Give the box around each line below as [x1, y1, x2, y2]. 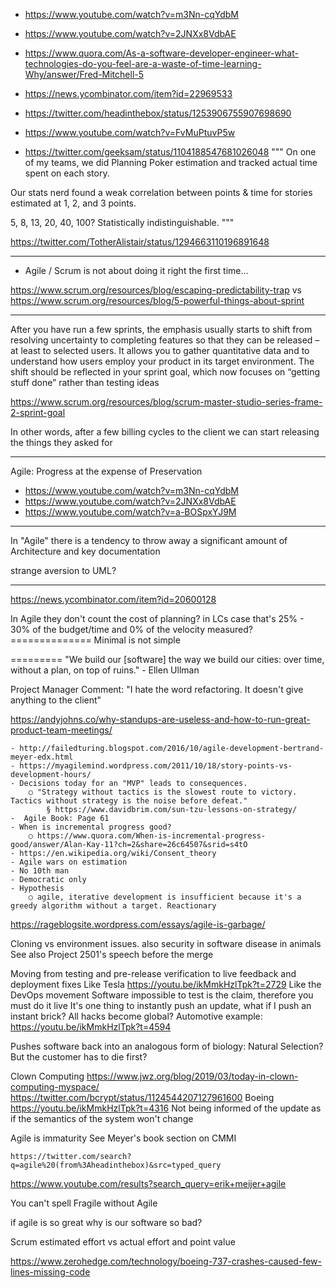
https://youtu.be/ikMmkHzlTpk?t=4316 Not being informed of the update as [10, 1102, 322, 1114]
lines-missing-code [10, 1266, 91, 1278]
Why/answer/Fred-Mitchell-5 [24, 69, 145, 80]
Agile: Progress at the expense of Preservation [10, 465, 203, 477]
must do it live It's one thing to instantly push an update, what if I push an [10, 1000, 312, 1011]
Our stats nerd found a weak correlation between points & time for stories [10, 187, 313, 198]
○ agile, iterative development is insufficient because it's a [28, 892, 302, 902]
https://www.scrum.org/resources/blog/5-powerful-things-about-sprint [10, 295, 305, 306]
